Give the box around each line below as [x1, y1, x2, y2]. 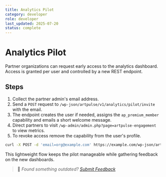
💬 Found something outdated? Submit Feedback [17, 166, 116, 172]
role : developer [5, 16, 39, 21]
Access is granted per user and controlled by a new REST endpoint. [5, 69, 143, 75]
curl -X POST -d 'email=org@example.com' [5, 142, 92, 147]
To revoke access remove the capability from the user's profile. [12, 133, 141, 138]
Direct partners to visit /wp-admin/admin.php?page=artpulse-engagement [12, 122, 157, 128]
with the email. [12, 106, 42, 112]
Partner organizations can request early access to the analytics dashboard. [5, 63, 158, 69]
